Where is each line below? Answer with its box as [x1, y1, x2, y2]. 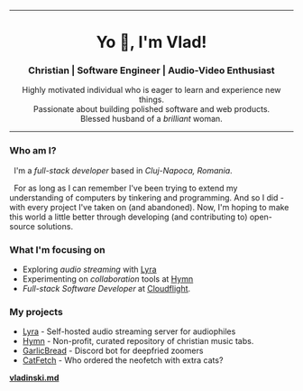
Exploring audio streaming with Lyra [22, 264, 157, 275]
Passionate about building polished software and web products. [32, 104, 271, 115]
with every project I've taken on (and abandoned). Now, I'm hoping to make [9, 201, 289, 212]
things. [138, 94, 165, 105]
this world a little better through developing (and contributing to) [9, 211, 248, 222]
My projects [9, 306, 63, 318]
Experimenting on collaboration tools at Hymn [22, 274, 194, 284]
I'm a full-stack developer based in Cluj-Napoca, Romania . [13, 164, 233, 176]
